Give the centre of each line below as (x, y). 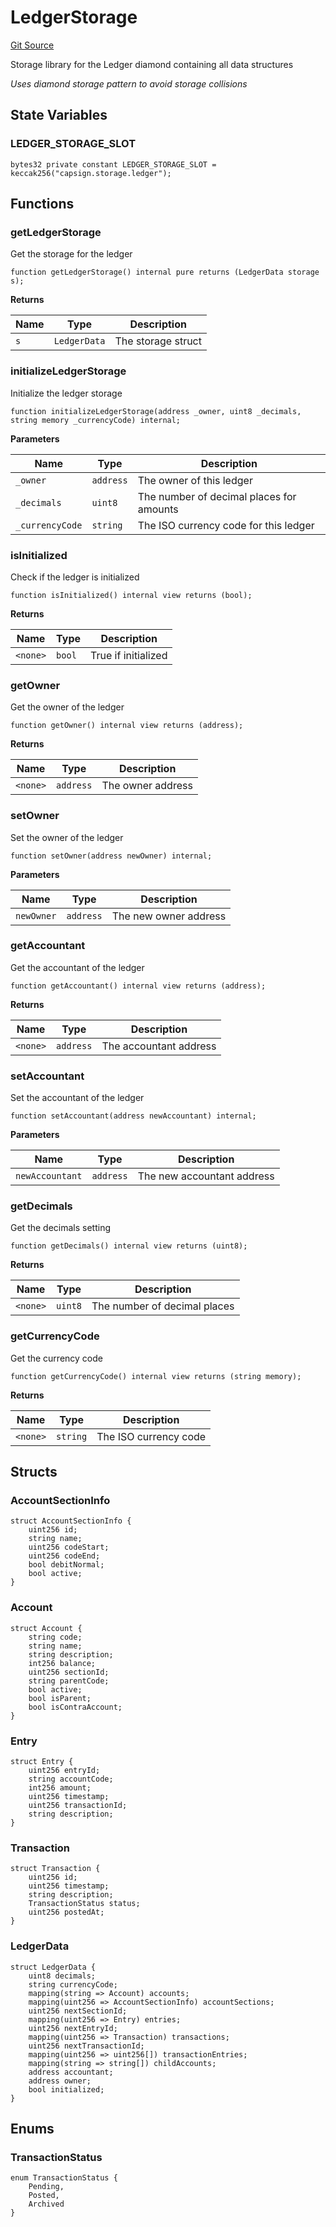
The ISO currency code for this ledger (226, 525)
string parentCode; (69, 1681)
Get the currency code (56, 1358)
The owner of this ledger (195, 480)
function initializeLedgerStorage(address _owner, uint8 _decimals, (156, 411)
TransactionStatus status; (84, 1904)
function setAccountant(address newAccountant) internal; (133, 1116)
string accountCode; (71, 1779)
